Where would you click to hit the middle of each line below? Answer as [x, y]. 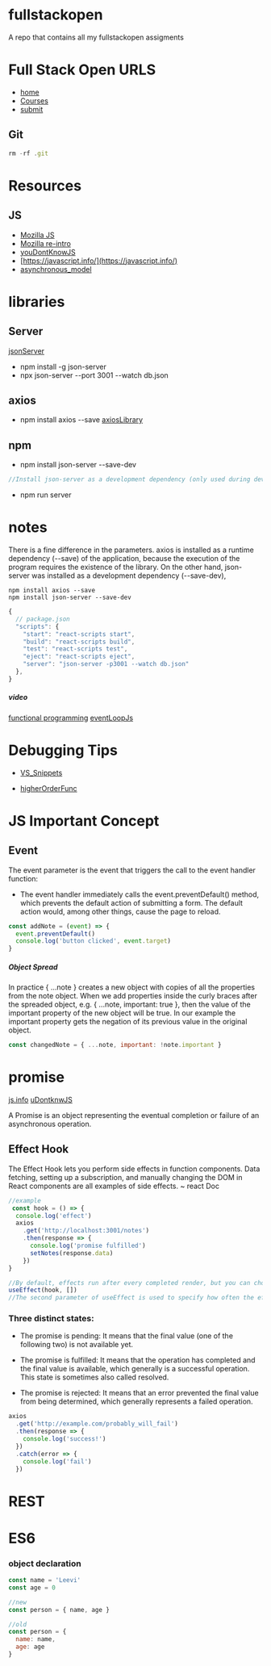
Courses [34, 100]
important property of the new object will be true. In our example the [122, 1013]
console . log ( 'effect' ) [54, 1216]
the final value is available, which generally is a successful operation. [135, 1369]
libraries [37, 301]
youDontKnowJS [48, 252]
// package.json [43, 619]
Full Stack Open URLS [82, 70]
